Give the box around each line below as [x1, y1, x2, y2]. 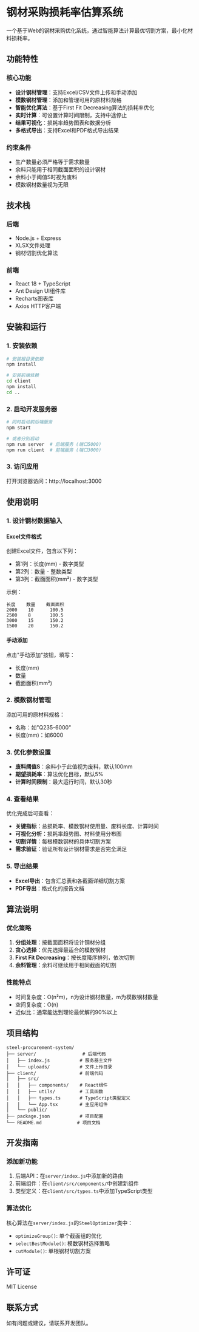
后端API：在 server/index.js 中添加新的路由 [15, 1172, 123, 1180]
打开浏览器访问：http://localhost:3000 [6, 477, 102, 485]
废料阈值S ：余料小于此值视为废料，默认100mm [15, 763, 133, 770]
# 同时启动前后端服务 [6, 419, 53, 425]
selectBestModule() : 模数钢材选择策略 [15, 1240, 110, 1247]
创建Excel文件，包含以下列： [6, 547, 79, 555]
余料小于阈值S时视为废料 [15, 173, 78, 180]
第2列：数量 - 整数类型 [15, 568, 72, 575]
